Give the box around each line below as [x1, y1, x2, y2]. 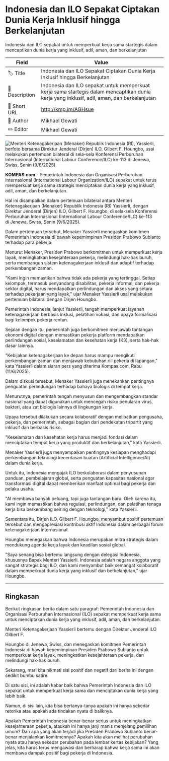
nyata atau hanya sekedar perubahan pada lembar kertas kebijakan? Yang [5, 739, 158, 745]
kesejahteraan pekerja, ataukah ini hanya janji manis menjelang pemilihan [5, 723, 157, 729]
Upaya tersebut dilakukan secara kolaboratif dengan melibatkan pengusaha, [5, 413, 163, 420]
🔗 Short [8, 102, 26, 109]
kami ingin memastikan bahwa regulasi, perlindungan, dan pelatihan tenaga [5, 501, 162, 507]
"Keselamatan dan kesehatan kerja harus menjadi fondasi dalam [5, 434, 138, 440]
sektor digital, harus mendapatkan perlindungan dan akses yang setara [5, 286, 152, 292]
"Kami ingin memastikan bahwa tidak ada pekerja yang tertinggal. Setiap [5, 274, 155, 281]
